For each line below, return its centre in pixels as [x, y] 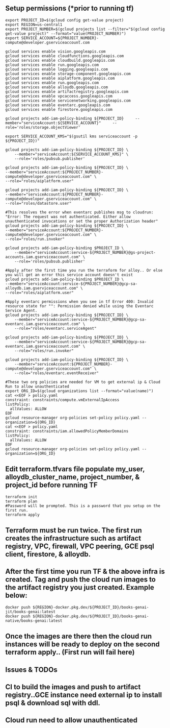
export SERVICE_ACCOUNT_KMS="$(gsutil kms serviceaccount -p [72, 136]
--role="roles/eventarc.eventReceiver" [57, 373]
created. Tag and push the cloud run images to [81, 580]
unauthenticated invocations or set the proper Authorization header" [82, 221]
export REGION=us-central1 [34, 25]
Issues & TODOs [31, 670]
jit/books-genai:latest [31, 612]
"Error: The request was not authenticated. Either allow [68, 216]
